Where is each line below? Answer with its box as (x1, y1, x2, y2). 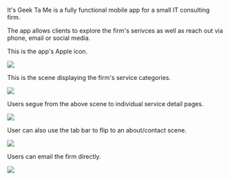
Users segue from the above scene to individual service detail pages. (7, 100, 204, 108)
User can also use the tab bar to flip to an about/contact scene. (7, 126, 187, 134)
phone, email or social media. (7, 34, 91, 42)
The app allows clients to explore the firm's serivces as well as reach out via (7, 27, 224, 34)
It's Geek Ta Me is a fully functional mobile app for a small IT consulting (7, 6, 210, 14)
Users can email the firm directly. (7, 152, 101, 161)
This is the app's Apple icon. (7, 48, 88, 55)
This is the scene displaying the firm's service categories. (7, 74, 171, 81)
